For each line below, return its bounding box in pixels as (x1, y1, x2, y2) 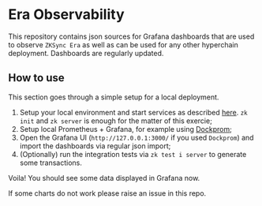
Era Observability (8, 6, 125, 24)
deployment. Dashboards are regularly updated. (8, 48, 164, 58)
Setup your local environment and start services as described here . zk (19, 107, 248, 117)
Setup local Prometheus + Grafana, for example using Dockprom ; (19, 124, 233, 133)
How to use (8, 71, 65, 84)
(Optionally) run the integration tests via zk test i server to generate (19, 149, 247, 159)
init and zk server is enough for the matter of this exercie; (19, 116, 213, 125)
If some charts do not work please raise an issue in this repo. (8, 188, 207, 198)
